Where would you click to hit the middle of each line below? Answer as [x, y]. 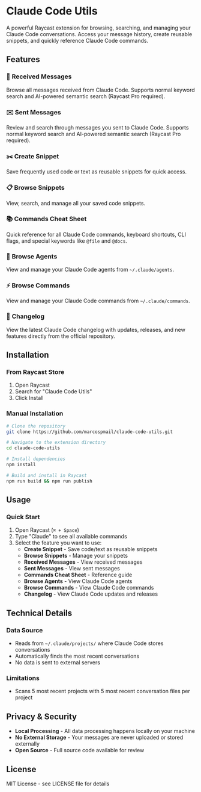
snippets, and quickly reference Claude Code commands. [77, 40]
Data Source [25, 630]
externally [27, 744]
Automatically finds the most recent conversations [77, 656]
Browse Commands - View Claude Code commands [89, 588]
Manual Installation [35, 414]
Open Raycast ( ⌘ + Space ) [47, 530]
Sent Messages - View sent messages [72, 569]
